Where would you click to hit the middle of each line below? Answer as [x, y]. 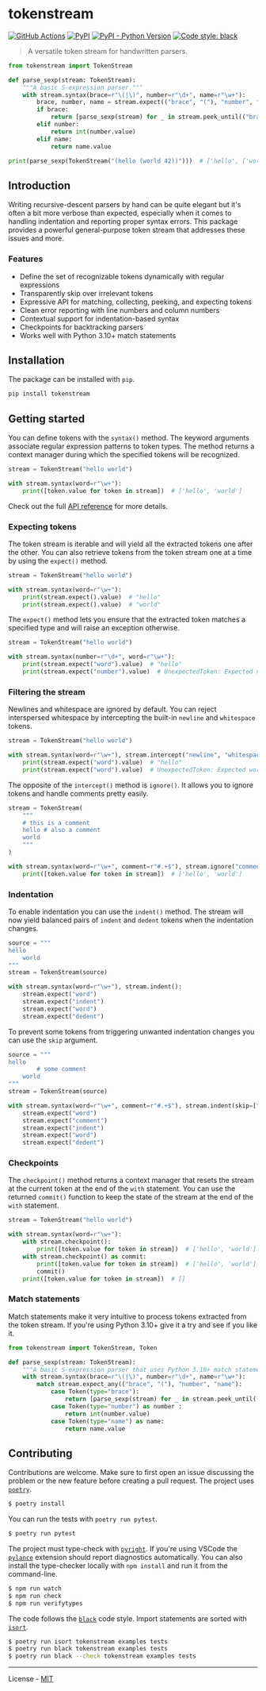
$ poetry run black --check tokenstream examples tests [102, 1656]
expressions [40, 285]
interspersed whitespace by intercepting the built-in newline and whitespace [132, 718]
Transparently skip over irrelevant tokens [86, 293]
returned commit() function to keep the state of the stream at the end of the [131, 1197]
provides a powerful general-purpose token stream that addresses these [127, 230]
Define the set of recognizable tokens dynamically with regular [122, 276]
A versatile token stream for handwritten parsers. [108, 51]
